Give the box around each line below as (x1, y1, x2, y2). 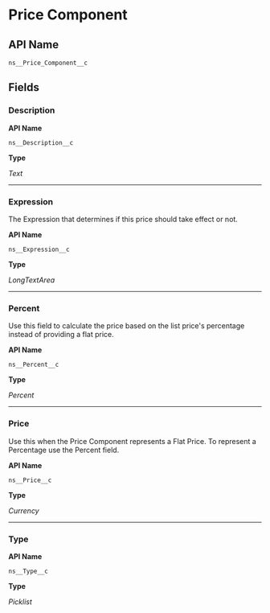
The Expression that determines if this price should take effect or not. (8, 214, 239, 224)
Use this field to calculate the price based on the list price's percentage (8, 321, 245, 331)
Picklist (8, 597, 32, 607)
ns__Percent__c (8, 360, 59, 369)
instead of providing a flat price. (8, 330, 114, 339)
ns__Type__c (8, 567, 48, 575)
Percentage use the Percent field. (8, 445, 120, 455)
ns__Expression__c (8, 245, 70, 253)
